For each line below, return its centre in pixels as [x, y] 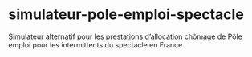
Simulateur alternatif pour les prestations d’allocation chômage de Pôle [126, 36]
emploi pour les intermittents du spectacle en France [96, 44]
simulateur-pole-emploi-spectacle [126, 15]
